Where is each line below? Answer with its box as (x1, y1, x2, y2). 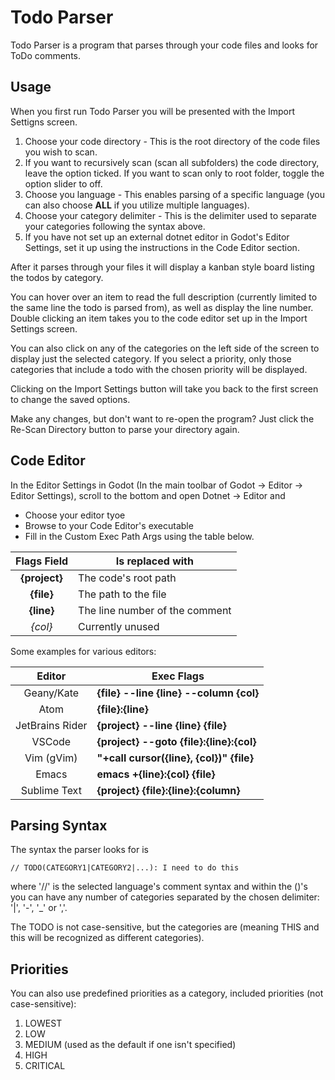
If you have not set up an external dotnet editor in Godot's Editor (24, 231, 290, 243)
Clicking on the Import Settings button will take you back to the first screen (10, 382, 319, 395)
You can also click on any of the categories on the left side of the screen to (10, 342, 320, 354)
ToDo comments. (10, 49, 81, 61)
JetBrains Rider (15, 718, 88, 732)
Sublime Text (20, 783, 82, 797)
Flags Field (15, 554, 69, 568)
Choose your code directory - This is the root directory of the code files (24, 135, 321, 147)
